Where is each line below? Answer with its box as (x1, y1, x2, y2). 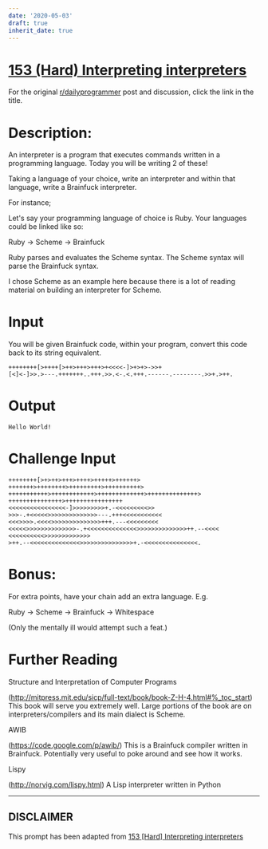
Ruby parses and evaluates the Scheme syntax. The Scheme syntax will (8, 253, 245, 263)
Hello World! (8, 424, 52, 432)
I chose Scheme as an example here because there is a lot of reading (8, 277, 236, 286)
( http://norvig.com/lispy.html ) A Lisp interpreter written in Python (8, 780, 222, 789)
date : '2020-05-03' (8, 11, 73, 20)
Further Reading (8, 651, 118, 669)
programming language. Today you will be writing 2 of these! (8, 159, 208, 168)
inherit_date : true (8, 26, 73, 34)
